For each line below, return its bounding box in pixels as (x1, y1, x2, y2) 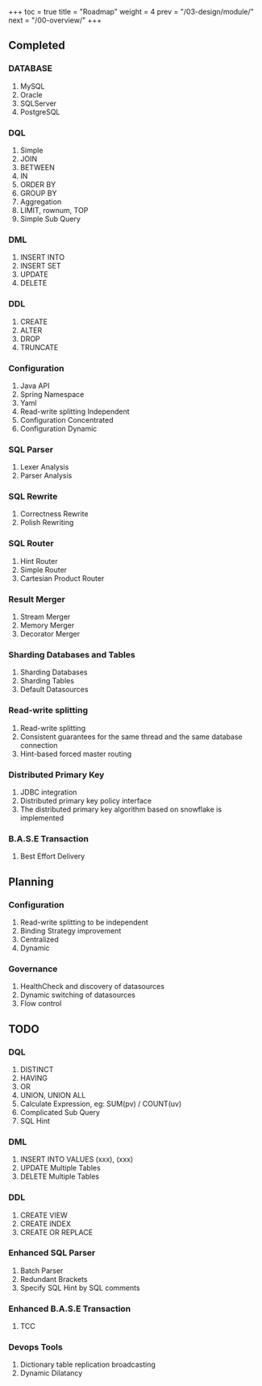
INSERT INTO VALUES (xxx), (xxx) (19, 1154, 134, 1164)
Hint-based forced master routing (19, 749, 131, 758)
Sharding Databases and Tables (8, 649, 135, 660)
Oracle (19, 90, 43, 99)
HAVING (19, 1073, 48, 1083)
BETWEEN (19, 162, 55, 172)
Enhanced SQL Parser (8, 1247, 96, 1259)
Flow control (19, 999, 62, 1008)
